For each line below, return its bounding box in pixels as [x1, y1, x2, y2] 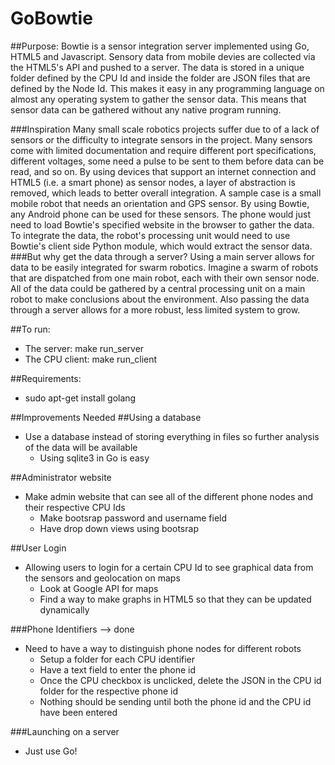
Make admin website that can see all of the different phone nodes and [24, 490, 314, 502]
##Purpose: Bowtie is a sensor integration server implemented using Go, [10, 40, 310, 52]
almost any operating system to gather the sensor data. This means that [10, 93, 307, 105]
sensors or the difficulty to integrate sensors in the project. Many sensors [10, 133, 313, 146]
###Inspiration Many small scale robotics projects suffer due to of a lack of [10, 123, 320, 135]
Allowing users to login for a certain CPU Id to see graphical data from [24, 561, 314, 573]
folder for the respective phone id [39, 685, 178, 697]
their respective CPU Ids [24, 501, 126, 513]
